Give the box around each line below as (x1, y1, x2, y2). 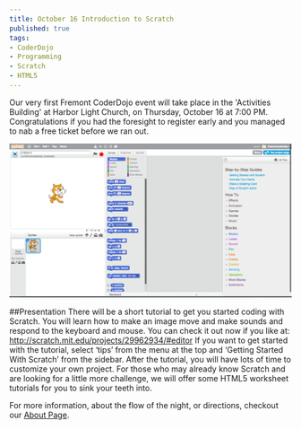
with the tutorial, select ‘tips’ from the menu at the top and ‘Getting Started (9, 345, 284, 355)
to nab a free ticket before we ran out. (9, 126, 150, 136)
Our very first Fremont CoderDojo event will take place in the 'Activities (9, 97, 271, 108)
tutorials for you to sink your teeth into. (9, 382, 152, 394)
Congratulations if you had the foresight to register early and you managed (9, 116, 286, 127)
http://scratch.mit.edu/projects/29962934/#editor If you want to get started (9, 335, 288, 346)
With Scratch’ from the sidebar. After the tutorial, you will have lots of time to (9, 355, 291, 365)
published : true (9, 23, 70, 33)
